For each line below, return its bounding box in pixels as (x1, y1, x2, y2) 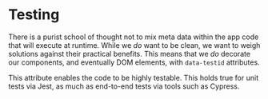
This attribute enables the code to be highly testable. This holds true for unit (8, 73, 258, 82)
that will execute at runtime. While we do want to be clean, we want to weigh (8, 40, 261, 49)
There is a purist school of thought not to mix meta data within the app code (8, 32, 259, 42)
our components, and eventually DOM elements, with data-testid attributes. (8, 57, 260, 67)
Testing (8, 6, 60, 24)
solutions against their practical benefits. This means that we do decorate (8, 49, 250, 58)
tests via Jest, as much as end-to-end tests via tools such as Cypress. (8, 81, 240, 91)
